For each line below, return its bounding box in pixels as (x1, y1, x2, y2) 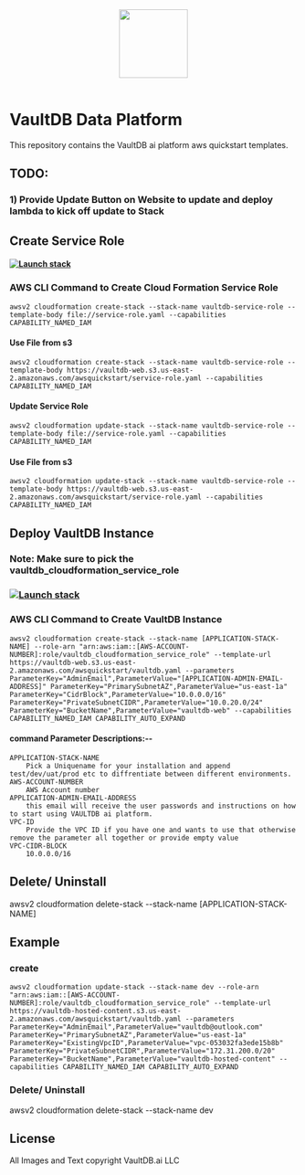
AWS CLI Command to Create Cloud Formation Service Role (9, 281, 279, 294)
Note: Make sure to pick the (9, 553, 134, 566)
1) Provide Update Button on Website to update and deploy (9, 194, 274, 206)
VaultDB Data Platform (9, 110, 183, 131)
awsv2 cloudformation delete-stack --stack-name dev (9, 1105, 214, 1116)
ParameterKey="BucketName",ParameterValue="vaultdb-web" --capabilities (9, 705, 292, 715)
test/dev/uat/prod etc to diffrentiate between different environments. (9, 769, 292, 778)
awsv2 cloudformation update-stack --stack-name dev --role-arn (9, 982, 259, 992)
